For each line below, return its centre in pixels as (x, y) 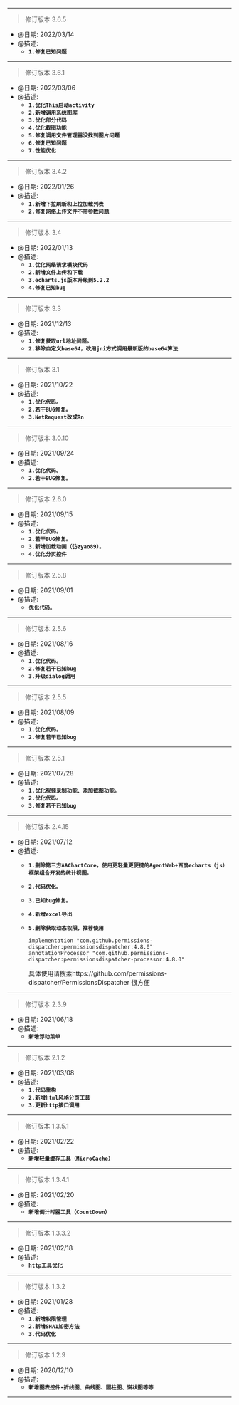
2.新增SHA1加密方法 (54, 1327)
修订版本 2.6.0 (46, 499)
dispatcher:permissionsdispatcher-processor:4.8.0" (106, 959)
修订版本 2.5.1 (45, 758)
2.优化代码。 (45, 798)
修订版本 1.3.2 (45, 1286)
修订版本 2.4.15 (47, 826)
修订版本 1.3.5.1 (47, 1126)
